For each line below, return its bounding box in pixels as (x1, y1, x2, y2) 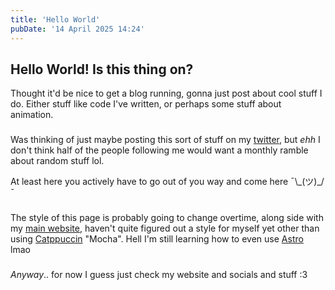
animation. (10, 109, 54, 121)
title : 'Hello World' (10, 14, 101, 25)
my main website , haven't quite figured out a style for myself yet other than (10, 222, 320, 235)
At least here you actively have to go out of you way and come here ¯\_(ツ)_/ (10, 176, 325, 188)
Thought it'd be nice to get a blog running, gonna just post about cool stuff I (10, 87, 323, 100)
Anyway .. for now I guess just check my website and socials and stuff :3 (10, 269, 308, 281)
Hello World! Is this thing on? (10, 61, 194, 78)
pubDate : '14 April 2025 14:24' (10, 24, 145, 34)
